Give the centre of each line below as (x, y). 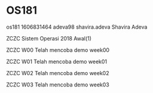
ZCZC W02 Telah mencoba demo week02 (58, 73)
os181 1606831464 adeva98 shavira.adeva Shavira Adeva (77, 27)
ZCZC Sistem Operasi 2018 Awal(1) (49, 38)
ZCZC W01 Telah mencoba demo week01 (57, 61)
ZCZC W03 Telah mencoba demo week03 (58, 85)
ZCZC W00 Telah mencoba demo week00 (58, 50)
